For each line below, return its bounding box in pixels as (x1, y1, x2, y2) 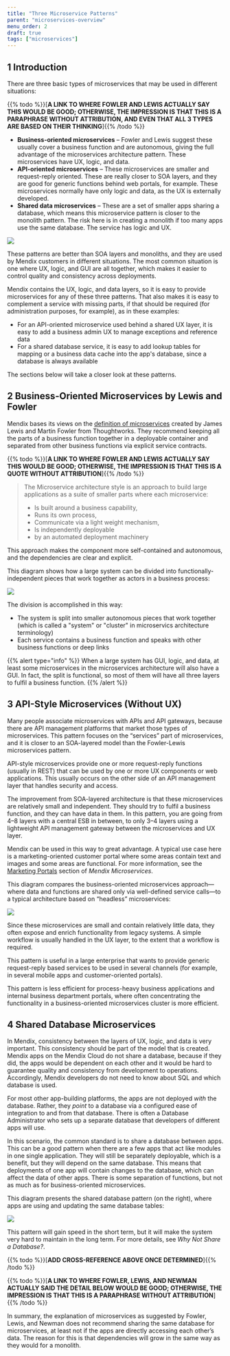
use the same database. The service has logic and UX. (16, 223, 172, 232)
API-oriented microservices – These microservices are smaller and (16, 165, 209, 173)
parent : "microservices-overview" (7, 17, 106, 23)
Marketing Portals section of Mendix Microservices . (7, 867, 153, 875)
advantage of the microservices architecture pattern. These (16, 150, 187, 159)
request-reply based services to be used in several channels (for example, (7, 963, 218, 972)
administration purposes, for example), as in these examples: (7, 307, 180, 315)
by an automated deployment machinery (34, 532, 149, 541)
